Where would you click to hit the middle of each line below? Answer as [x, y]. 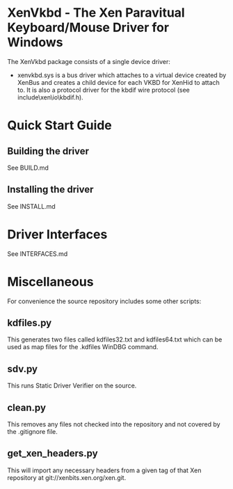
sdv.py [23, 369]
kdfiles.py [30, 323]
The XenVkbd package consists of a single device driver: [89, 61]
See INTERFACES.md [38, 254]
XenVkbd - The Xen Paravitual [96, 13]
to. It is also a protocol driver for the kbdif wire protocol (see [103, 90]
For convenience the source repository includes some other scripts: [104, 301]
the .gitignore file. [32, 432]
